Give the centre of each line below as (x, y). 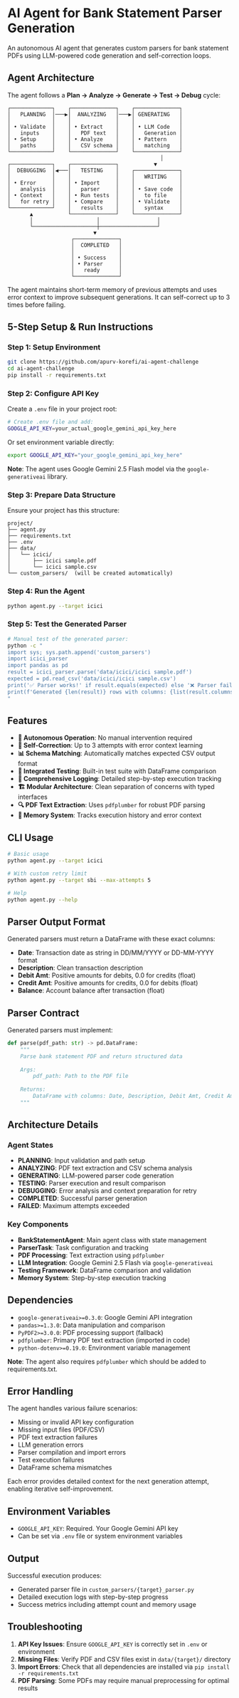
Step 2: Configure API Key (53, 393)
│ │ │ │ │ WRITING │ (95, 177)
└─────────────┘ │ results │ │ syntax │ (95, 208)
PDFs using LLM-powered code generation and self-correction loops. (109, 56)
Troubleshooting (45, 1627)
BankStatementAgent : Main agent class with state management (112, 1240)
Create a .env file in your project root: (62, 409)
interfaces (32, 797)
